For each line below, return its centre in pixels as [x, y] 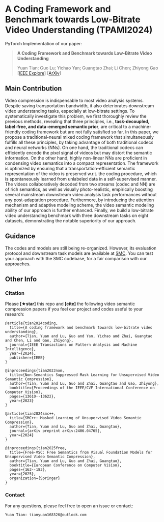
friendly [13, 132]
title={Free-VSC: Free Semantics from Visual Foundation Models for [81, 453]
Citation [15, 293]
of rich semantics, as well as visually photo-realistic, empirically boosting [79, 189]
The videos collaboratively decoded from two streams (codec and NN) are [80, 184]
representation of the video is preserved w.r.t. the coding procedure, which [81, 174]
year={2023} [22, 401]
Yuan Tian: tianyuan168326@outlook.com [46, 515]
